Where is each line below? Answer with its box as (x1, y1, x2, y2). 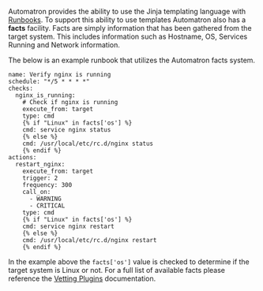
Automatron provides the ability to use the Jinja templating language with (8, 7, 246, 16)
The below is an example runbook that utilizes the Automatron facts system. (8, 55, 255, 65)
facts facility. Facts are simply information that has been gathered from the (8, 24, 252, 32)
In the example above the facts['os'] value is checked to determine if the (8, 257, 250, 267)
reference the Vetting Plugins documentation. (8, 274, 156, 283)
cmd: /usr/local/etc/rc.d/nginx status (22, 140, 154, 147)
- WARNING (28, 195, 62, 203)
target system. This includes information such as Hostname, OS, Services (8, 32, 248, 41)
